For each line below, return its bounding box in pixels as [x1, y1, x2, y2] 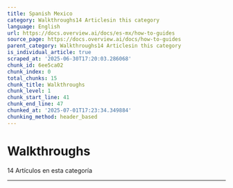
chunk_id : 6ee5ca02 [7, 62, 64, 69]
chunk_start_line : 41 [7, 94, 70, 101]
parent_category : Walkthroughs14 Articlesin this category [7, 42, 182, 49]
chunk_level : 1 [7, 87, 51, 94]
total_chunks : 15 [7, 74, 58, 82]
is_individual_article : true [7, 49, 92, 56]
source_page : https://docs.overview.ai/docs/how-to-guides [7, 36, 182, 43]
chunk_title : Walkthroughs [7, 81, 85, 88]
